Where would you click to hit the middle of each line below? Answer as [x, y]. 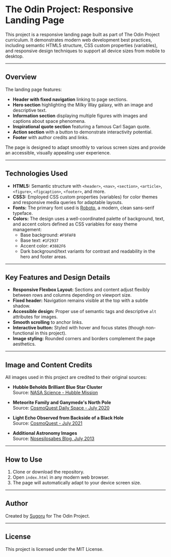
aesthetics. [24, 344]
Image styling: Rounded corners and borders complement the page [84, 339]
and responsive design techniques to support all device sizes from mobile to [85, 51]
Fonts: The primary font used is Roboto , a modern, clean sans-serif [83, 208]
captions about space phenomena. [49, 121]
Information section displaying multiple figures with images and [80, 116]
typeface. [23, 213]
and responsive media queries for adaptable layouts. [68, 202]
